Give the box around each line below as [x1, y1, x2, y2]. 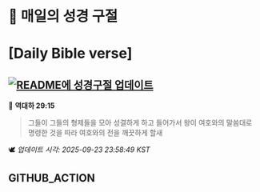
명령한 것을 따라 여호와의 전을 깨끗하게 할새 [27, 128, 163, 138]
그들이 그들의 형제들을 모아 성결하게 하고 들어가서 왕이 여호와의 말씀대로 [27, 118, 253, 128]
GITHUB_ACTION [8, 171, 96, 185]
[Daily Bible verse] [8, 45, 133, 62]
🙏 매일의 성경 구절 [8, 7, 118, 26]
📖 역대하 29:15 [8, 101, 55, 110]
